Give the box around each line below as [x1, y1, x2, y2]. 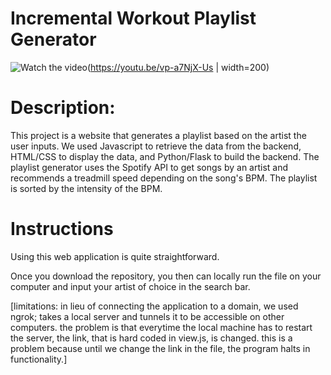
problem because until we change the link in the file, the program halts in [10, 342, 311, 354]
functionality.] [10, 353, 68, 365]
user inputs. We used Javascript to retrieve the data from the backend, [10, 140, 302, 152]
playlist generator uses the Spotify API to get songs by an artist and [10, 161, 289, 173]
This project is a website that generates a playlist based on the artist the [10, 129, 307, 141]
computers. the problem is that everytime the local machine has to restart [10, 321, 313, 333]
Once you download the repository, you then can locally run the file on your [10, 270, 322, 282]
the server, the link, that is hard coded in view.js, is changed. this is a [10, 332, 293, 344]
